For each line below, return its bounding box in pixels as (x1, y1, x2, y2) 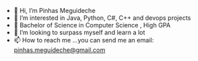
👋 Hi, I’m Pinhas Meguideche (13, 7, 96, 14)
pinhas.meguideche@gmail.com (13, 46, 106, 54)
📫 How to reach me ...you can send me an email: (13, 36, 154, 44)
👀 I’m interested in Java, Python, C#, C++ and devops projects (13, 14, 191, 22)
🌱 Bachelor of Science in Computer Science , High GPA (13, 21, 171, 29)
